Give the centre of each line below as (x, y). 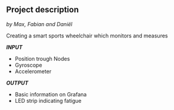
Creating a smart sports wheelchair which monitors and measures (87, 36)
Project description (43, 10)
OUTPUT (17, 83)
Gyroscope (29, 65)
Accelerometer (33, 71)
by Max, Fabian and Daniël (39, 24)
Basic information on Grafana (51, 94)
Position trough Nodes (42, 58)
